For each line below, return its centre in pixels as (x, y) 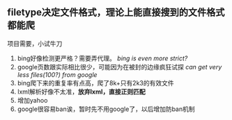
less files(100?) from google (57, 74)
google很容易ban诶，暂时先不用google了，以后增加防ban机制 (106, 109)
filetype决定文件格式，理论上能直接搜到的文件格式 (116, 12)
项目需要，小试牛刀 (35, 43)
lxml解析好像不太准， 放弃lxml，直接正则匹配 (81, 92)
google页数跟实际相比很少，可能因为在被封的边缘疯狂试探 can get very (119, 67)
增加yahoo (32, 100)
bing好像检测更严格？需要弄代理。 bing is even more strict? (102, 58)
